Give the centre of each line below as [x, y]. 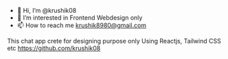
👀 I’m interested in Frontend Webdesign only [80, 18]
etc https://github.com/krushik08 [54, 48]
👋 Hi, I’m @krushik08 [47, 11]
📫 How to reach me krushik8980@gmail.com [81, 25]
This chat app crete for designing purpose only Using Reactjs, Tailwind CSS [114, 41]
